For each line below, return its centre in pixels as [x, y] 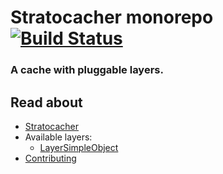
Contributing [50, 158]
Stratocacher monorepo [112, 17]
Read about [46, 102]
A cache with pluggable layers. [87, 70]
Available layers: [58, 137]
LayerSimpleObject [79, 147]
